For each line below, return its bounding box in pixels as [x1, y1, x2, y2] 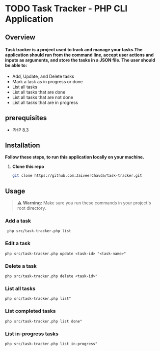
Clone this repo [12, 163, 44, 170]
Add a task [5, 218, 31, 224]
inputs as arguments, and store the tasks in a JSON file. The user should [5, 57, 156, 63]
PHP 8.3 [12, 127, 29, 133]
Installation [5, 141, 40, 149]
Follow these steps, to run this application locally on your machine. [5, 154, 145, 160]
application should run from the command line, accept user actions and [5, 52, 154, 58]
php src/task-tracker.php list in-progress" [5, 341, 98, 346]
